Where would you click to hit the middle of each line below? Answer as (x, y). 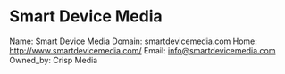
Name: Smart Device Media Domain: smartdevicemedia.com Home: (133, 41)
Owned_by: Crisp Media (54, 60)
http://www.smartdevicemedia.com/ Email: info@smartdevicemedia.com (142, 50)
